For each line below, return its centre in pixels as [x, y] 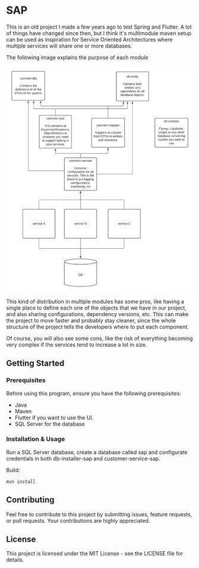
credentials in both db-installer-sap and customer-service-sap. [83, 458]
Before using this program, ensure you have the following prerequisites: [94, 393]
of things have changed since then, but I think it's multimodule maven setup [99, 33]
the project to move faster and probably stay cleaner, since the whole [91, 320]
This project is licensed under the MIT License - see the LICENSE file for [94, 554]
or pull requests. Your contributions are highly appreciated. [78, 520]
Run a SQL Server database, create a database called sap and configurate [97, 452]
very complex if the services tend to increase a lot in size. [77, 344]
